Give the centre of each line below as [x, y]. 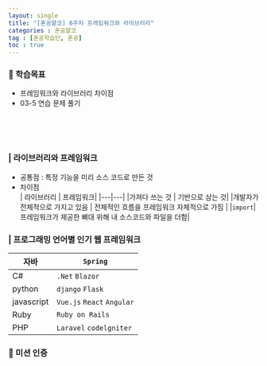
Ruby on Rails [83, 315]
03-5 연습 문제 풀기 [50, 103]
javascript [31, 302]
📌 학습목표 [27, 75]
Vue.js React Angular [96, 302]
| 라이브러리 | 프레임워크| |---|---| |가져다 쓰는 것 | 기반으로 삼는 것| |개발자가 [139, 197]
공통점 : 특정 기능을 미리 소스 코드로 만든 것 [86, 177]
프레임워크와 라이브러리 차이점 [66, 93]
